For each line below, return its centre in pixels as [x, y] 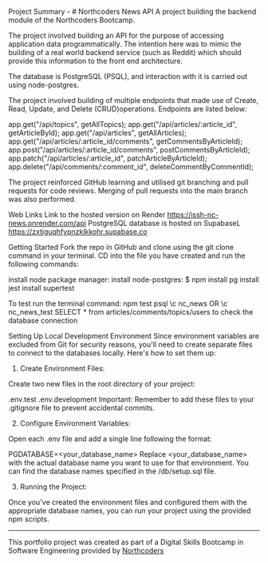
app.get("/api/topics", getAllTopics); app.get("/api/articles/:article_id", [123, 124]
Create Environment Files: [62, 368]
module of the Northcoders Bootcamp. [72, 20]
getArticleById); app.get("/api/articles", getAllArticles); [98, 133]
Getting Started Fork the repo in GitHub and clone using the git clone [121, 247]
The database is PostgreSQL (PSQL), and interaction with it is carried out [128, 76]
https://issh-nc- [193, 214]
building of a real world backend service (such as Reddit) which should [125, 52]
